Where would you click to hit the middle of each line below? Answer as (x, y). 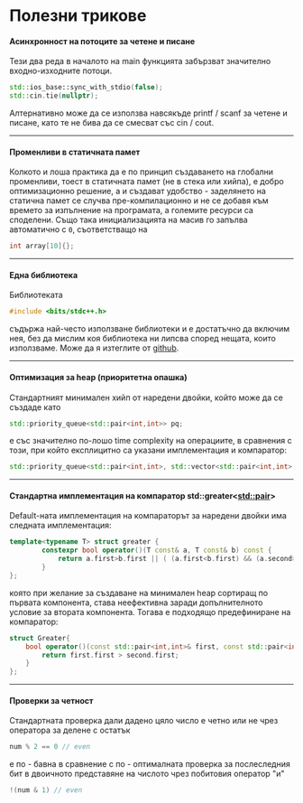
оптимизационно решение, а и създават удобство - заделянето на (138, 191)
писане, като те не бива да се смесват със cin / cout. (112, 123)
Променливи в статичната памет (75, 152)
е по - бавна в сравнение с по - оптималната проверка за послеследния (150, 764)
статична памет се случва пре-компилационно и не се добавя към (139, 201)
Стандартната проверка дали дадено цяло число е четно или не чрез (144, 721)
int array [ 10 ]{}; (42, 246)
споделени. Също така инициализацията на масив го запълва (129, 220)
